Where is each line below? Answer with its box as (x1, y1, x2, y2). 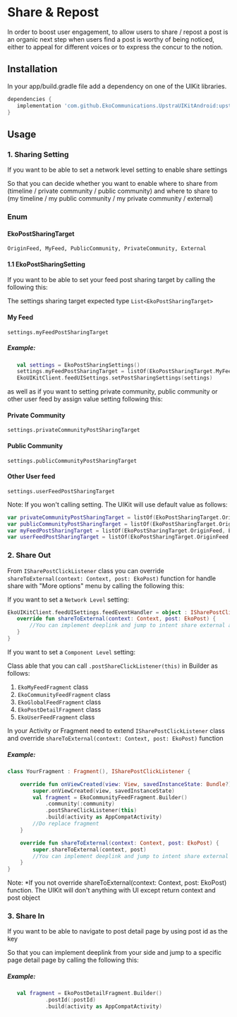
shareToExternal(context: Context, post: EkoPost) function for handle (7, 574, 217, 582)
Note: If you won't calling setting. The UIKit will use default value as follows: (7, 500, 228, 509)
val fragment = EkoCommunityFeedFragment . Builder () (32, 794, 188, 801)
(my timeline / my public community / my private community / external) (7, 194, 214, 203)
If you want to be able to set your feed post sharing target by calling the (7, 276, 216, 284)
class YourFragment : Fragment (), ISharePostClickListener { (7, 768, 191, 775)
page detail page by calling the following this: (7, 956, 139, 965)
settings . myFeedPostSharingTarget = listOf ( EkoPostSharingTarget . (16, 368, 217, 375)
